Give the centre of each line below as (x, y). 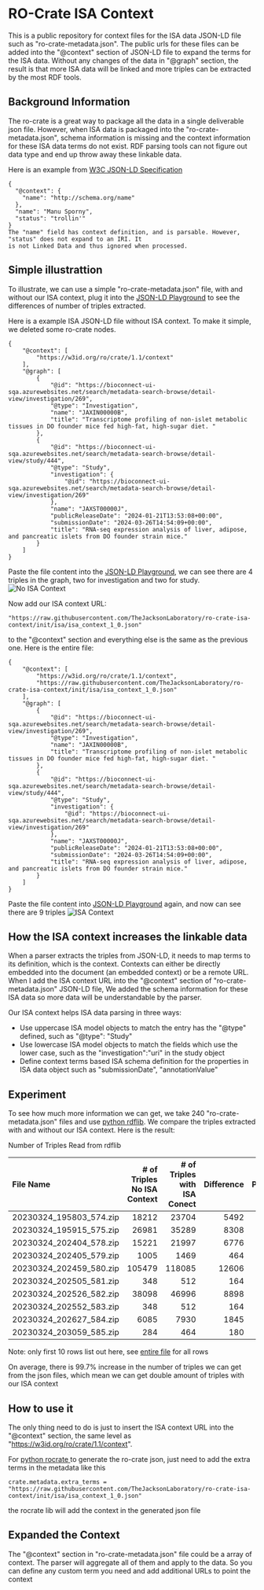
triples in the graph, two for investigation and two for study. (104, 580)
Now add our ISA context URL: (58, 603)
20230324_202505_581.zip (66, 1281)
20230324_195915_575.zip (66, 1230)
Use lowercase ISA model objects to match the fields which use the (128, 1045)
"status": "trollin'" (51, 218)
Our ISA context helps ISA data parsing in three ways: (95, 1013)
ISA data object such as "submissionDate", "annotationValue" (119, 1069)
